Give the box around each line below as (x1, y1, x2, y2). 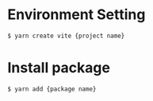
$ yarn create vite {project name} (7, 32, 125, 40)
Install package (7, 59, 110, 76)
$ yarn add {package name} (7, 85, 97, 93)
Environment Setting (7, 6, 146, 24)
